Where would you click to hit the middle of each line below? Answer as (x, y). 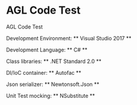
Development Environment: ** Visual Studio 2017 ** (69, 38)
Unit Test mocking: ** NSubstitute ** (51, 96)
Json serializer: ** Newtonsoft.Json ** (53, 84)
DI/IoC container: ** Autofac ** (44, 72)
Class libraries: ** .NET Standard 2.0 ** (54, 61)
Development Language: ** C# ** (47, 50)
